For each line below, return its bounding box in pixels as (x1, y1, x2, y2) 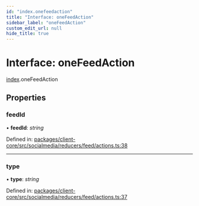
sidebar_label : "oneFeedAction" (6, 20, 86, 25)
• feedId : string (6, 124, 44, 131)
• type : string (6, 176, 40, 183)
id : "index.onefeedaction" (6, 8, 73, 15)
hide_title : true (6, 31, 49, 37)
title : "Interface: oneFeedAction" (6, 14, 94, 20)
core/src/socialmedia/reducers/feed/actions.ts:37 (6, 194, 127, 201)
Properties (6, 93, 46, 103)
